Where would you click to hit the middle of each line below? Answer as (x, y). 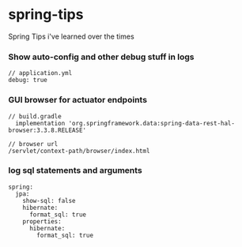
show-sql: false (49, 200)
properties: (42, 221)
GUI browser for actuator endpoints (78, 100)
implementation (40, 123)
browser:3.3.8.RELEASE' (47, 130)
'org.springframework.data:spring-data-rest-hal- (152, 123)
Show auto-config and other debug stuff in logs (101, 57)
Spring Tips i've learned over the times (71, 36)
